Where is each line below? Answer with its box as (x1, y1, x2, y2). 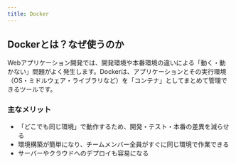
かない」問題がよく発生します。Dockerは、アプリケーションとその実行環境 (7, 67, 227, 76)
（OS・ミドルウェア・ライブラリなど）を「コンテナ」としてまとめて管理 (7, 76, 222, 85)
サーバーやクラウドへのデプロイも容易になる (17, 148, 149, 157)
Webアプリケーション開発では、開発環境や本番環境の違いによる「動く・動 (7, 58, 226, 67)
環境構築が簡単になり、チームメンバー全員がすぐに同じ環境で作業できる (17, 140, 230, 148)
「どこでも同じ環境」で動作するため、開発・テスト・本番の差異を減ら (17, 122, 224, 131)
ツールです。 (19, 85, 57, 94)
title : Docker (7, 10, 50, 18)
